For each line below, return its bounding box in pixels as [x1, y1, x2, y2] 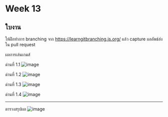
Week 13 [5, 3, 41, 14]
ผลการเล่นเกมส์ [5, 52, 30, 57]
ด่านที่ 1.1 [5, 62, 20, 67]
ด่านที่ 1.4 [5, 92, 21, 97]
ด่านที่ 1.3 [5, 82, 21, 87]
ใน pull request [5, 42, 36, 47]
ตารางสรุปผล [5, 106, 26, 112]
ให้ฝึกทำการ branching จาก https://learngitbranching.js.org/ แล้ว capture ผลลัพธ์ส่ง [5, 36, 163, 42]
